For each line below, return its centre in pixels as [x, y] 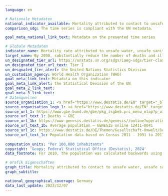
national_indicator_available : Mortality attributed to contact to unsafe [85, 24]
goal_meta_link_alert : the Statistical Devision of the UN [68, 84]
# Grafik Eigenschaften [30, 163]
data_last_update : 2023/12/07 [37, 185]
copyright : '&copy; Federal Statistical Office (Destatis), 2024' [76, 149]
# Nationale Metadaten [29, 19]
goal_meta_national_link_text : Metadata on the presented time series [80, 37]
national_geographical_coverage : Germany [49, 181]
